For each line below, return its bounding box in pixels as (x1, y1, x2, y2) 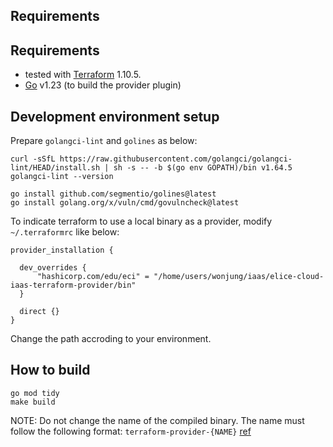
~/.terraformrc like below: (10, 226, 120, 238)
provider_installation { (10, 245, 114, 256)
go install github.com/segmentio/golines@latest (10, 189, 217, 199)
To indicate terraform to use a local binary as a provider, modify (10, 215, 273, 228)
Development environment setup (10, 108, 220, 125)
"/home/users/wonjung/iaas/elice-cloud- (153, 272, 325, 282)
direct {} (19, 307, 60, 317)
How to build (10, 362, 91, 379)
